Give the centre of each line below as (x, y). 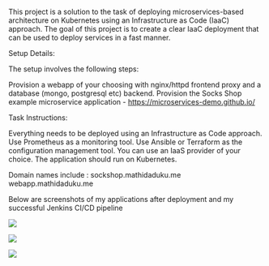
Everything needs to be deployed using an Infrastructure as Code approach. (135, 133)
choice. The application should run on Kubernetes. (93, 159)
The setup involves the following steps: (74, 69)
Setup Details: (32, 53)
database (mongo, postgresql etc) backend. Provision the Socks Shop (125, 93)
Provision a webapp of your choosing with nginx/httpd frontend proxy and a (135, 85)
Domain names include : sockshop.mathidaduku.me (95, 175)
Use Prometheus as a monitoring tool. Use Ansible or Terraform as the (126, 142)
